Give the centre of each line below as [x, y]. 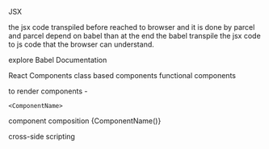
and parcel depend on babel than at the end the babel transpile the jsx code [134, 36]
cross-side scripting [42, 137]
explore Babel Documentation [58, 60]
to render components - [48, 91]
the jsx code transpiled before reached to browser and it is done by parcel [132, 27]
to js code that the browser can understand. [82, 44]
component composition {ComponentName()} [85, 121]
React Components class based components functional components [122, 75]
